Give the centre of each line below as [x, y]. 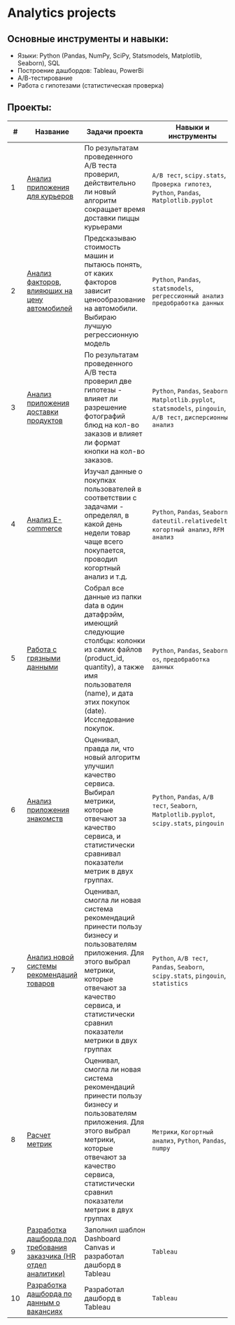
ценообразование [115, 300]
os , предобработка [181, 659]
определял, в [107, 515]
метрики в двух [111, 1040]
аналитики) [46, 1273]
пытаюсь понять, [113, 264]
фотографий [105, 416]
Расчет [39, 1135]
